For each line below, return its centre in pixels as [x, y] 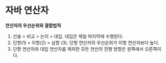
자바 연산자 [27, 10]
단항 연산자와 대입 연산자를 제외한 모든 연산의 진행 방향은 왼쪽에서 [78, 49]
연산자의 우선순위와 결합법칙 [33, 25]
